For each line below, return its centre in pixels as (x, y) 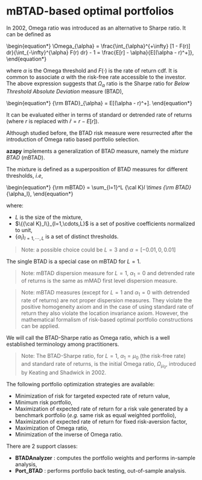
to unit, (24, 230)
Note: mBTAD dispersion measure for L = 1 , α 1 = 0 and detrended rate (108, 274)
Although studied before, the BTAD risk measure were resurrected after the (99, 133)
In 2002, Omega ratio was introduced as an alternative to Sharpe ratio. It (96, 28)
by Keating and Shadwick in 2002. (64, 372)
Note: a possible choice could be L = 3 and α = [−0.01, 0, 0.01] (98, 250)
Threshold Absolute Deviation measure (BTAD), (65, 91)
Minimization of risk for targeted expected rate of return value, (93, 396)
